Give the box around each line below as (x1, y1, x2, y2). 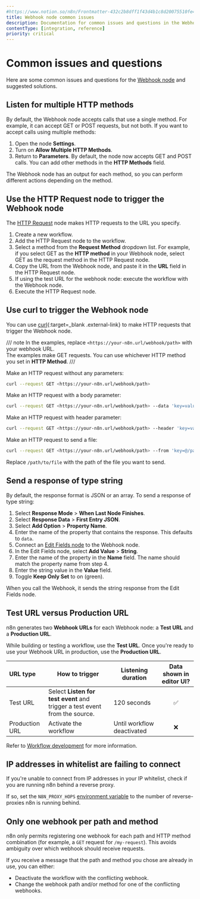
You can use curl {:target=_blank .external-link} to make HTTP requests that (6, 321, 191, 328)
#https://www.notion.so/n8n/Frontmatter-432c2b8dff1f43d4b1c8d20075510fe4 (6, 8, 196, 15)
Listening (121, 666, 148, 674)
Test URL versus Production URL (6, 608, 129, 618)
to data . (14, 535, 34, 542)
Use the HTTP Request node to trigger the (6, 194, 165, 204)
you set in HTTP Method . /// (6, 358, 76, 365)
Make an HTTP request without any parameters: (6, 369, 124, 376)
